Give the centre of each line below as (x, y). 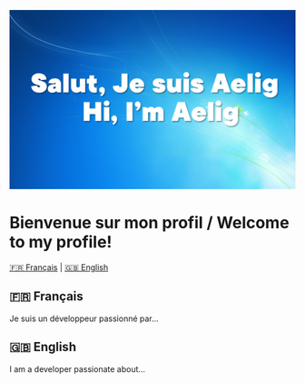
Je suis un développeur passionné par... (84, 318)
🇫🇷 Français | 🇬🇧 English (59, 267)
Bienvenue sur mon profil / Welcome (149, 223)
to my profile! (61, 242)
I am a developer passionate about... (78, 368)
